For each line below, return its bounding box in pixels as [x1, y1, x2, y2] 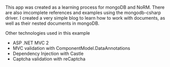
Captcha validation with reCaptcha [12, 56, 86, 62]
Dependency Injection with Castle [12, 50, 84, 56]
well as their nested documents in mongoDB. [5, 20, 100, 26]
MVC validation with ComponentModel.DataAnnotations [12, 45, 130, 51]
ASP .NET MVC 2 [12, 40, 49, 46]
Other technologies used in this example [5, 30, 90, 36]
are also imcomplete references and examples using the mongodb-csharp [5, 10, 161, 16]
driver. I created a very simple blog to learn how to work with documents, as [5, 15, 165, 21]
